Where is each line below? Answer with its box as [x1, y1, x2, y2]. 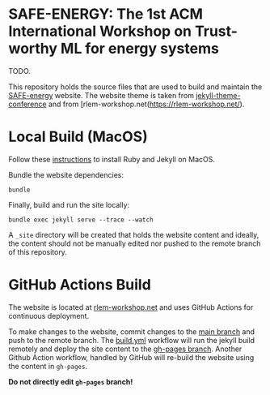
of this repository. [8, 247, 67, 256]
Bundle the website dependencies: [8, 170, 124, 179]
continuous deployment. [8, 311, 90, 320]
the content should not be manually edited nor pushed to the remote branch [8, 238, 261, 248]
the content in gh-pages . [8, 361, 87, 371]
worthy [8, 40, 58, 58]
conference [8, 99, 47, 109]
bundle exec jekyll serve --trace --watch [8, 216, 154, 224]
